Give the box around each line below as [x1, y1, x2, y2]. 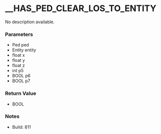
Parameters [5, 31, 33, 38]
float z [12, 62, 25, 68]
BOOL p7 [12, 78, 31, 84]
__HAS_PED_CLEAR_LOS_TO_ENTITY [5, 3, 157, 14]
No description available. [5, 19, 55, 25]
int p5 [12, 68, 24, 74]
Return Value [5, 90, 36, 97]
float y [12, 58, 25, 63]
